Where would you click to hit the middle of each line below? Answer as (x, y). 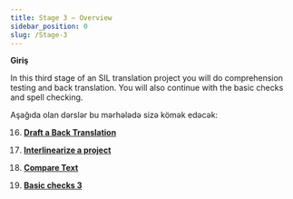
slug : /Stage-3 (39, 35)
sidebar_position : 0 (49, 26)
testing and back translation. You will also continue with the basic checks (147, 88)
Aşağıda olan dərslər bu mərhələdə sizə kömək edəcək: (114, 115)
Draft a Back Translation (70, 133)
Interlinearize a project (67, 150)
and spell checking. (47, 97)
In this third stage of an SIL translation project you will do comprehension (147, 78)
